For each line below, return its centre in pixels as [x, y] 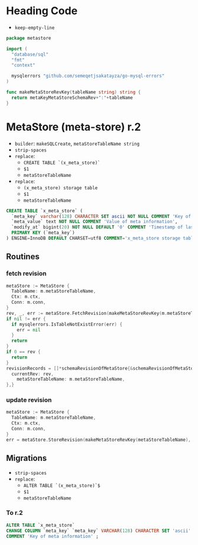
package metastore [29, 38]
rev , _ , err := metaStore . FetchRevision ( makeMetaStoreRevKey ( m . [87, 313]
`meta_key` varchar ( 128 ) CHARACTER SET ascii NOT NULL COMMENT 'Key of [101, 216]
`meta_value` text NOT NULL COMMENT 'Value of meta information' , [95, 222]
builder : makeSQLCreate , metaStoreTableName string [77, 143]
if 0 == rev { [24, 352]
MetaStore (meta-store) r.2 [74, 127]
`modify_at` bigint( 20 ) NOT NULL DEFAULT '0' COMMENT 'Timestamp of [97, 227]
